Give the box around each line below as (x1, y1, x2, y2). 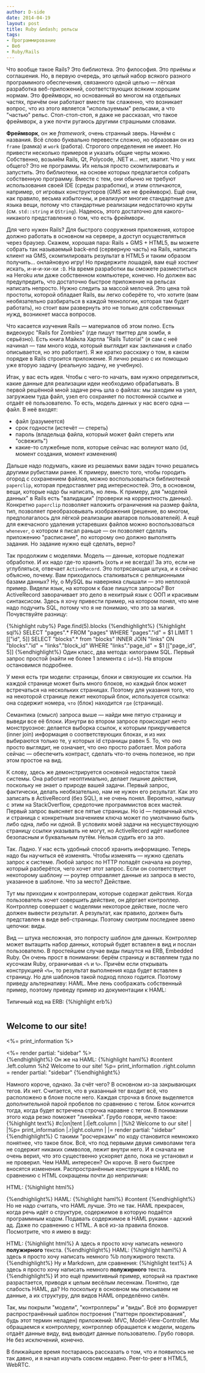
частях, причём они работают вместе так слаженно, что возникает (6, 98, 183, 105)
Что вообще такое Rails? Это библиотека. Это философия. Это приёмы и (6, 65, 196, 73)
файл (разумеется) (15, 417, 65, 425)
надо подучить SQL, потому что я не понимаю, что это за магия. (6, 604, 176, 611)
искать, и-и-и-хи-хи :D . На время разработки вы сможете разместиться (6, 264, 197, 272)
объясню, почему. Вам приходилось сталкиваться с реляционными (6, 571, 185, 578)
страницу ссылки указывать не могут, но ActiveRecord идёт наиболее (6, 827, 190, 834)
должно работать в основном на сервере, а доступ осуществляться (6, 232, 186, 239)
